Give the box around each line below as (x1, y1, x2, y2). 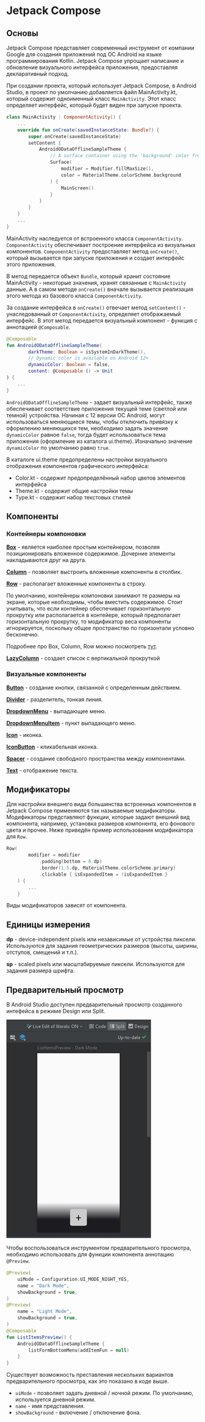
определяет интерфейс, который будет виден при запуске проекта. (6, 101, 182, 109)
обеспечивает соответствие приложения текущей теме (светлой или (6, 405, 187, 412)
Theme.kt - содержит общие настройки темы (15, 487, 133, 494)
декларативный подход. (6, 70, 70, 77)
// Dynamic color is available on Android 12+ (28, 355, 149, 361)
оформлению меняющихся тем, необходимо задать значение (6, 424, 168, 431)
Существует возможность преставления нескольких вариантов (6, 1371, 174, 1379)
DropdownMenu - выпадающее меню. (6, 707, 107, 715)
